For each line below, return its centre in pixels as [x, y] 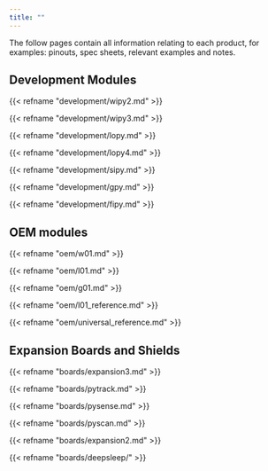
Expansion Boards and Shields [95, 350]
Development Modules [73, 80]
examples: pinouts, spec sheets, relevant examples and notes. [123, 52]
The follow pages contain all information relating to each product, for [134, 43]
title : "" [27, 17]
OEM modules [49, 232]
